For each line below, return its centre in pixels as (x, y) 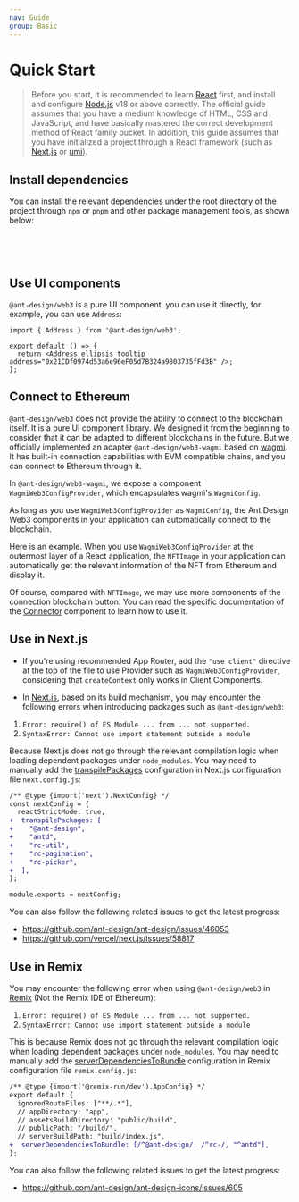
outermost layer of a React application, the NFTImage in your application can (147, 556)
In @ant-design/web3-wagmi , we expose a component (105, 483)
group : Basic (33, 26)
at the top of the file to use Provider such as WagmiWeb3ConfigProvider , (151, 670)
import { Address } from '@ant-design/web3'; (95, 331)
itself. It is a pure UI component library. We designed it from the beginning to (149, 428)
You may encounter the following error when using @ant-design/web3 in (140, 988)
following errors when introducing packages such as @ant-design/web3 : (153, 706)
